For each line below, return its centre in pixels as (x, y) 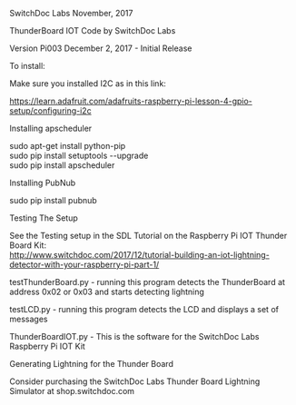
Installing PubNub (43, 183)
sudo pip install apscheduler (62, 165)
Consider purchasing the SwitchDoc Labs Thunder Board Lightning (135, 381)
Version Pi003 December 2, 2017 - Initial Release (101, 48)
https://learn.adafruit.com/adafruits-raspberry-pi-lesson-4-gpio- (131, 101)
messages (29, 319)
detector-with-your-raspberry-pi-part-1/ (84, 264)
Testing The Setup (44, 218)
